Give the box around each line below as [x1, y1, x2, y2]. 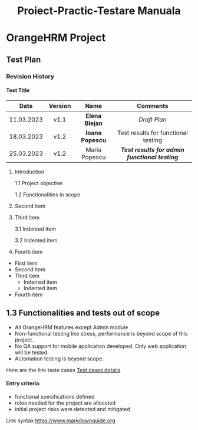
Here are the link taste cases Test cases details [6, 366, 121, 373]
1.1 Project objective [14, 179, 63, 186]
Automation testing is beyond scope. [14, 355, 104, 362]
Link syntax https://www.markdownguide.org [6, 417, 116, 424]
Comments [136, 101, 169, 110]
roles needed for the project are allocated [14, 399, 116, 406]
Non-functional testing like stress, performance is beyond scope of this [14, 330, 188, 337]
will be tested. [14, 349, 49, 356]
